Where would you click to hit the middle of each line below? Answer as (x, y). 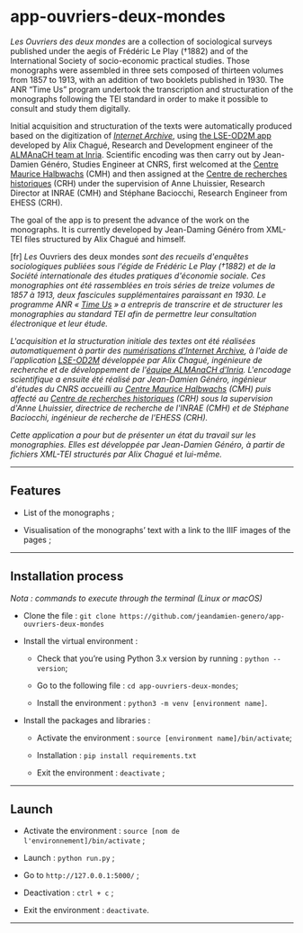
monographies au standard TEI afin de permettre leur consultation (134, 313)
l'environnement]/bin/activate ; (84, 840)
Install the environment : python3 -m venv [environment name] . (152, 702)
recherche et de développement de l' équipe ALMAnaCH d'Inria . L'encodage (151, 369)
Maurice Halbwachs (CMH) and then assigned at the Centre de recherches (149, 174)
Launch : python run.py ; (69, 858)
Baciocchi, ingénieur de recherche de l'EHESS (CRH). (109, 417)
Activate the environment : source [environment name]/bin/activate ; (165, 738)
